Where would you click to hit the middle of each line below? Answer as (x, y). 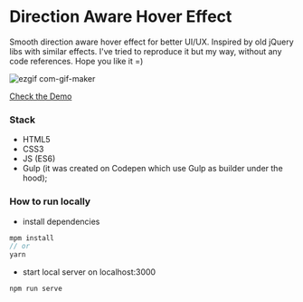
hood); (35, 178)
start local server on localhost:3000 (89, 272)
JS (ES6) (39, 159)
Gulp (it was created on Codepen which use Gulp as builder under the (152, 169)
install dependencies (61, 221)
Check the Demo (41, 96)
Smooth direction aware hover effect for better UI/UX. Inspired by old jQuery (151, 42)
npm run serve (36, 289)
